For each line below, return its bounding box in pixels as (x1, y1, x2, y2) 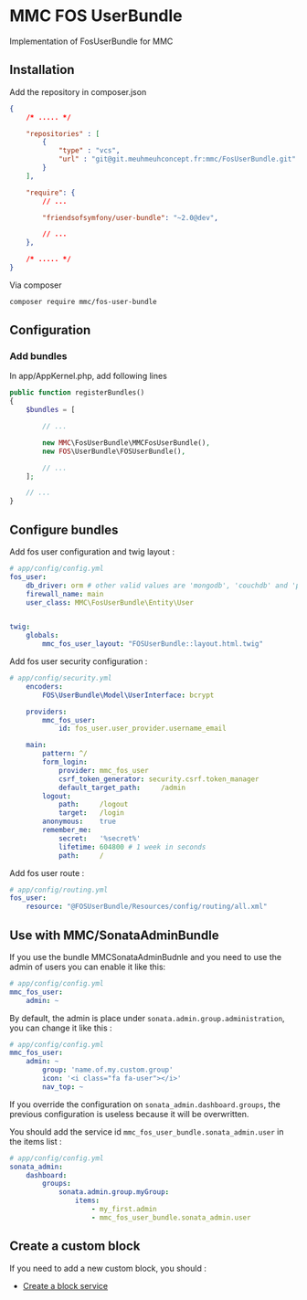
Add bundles (9, 350, 68, 363)
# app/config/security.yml (9, 673, 112, 682)
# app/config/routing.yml (9, 885, 108, 894)
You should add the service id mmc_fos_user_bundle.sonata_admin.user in (9, 1126, 284, 1137)
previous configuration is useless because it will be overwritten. (9, 1108, 249, 1119)
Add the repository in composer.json (9, 86, 147, 97)
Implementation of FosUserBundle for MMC (9, 36, 174, 47)
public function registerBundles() (9, 388, 145, 397)
